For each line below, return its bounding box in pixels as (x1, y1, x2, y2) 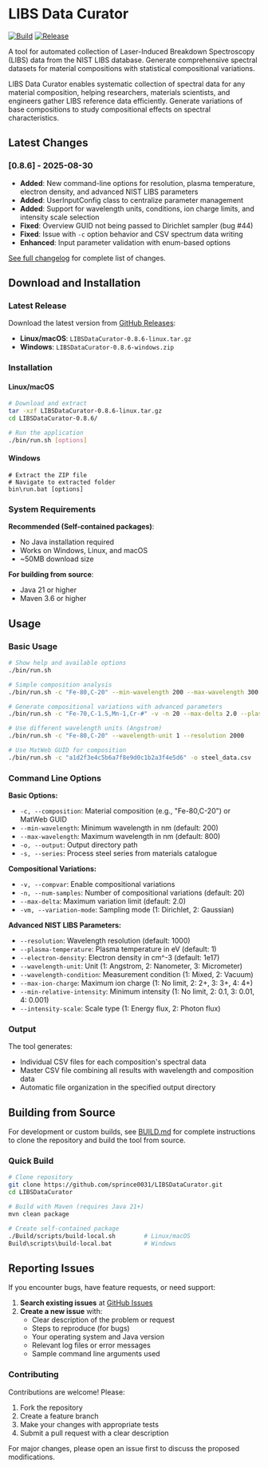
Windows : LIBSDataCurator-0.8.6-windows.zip (19, 342, 175, 352)
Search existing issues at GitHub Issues (19, 1298, 153, 1308)
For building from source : (8, 570, 94, 580)
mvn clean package (8, 1210, 69, 1218)
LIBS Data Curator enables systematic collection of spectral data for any (8, 79, 246, 89)
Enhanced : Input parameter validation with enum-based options (19, 237, 231, 247)
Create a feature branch (19, 1411, 99, 1421)
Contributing (8, 1369, 59, 1380)
